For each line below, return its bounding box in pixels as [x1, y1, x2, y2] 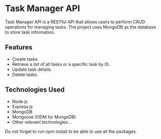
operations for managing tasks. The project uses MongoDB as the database [5, 24, 156, 30]
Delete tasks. [12, 71, 39, 77]
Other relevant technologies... [12, 119, 72, 125]
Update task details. [12, 66, 52, 72]
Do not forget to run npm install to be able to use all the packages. [5, 128, 137, 134]
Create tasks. [12, 56, 39, 62]
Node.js [12, 98, 28, 104]
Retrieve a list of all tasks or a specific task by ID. [12, 61, 110, 67]
